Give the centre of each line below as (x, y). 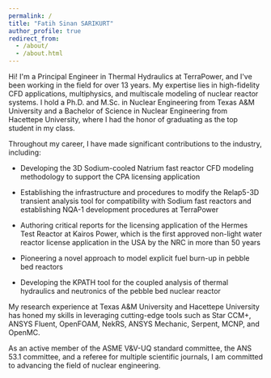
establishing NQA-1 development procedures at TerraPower (119, 210)
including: (25, 152)
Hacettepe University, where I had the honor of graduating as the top (123, 119)
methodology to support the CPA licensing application (110, 176)
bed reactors (41, 267)
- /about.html (39, 53)
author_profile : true (45, 31)
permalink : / (30, 16)
